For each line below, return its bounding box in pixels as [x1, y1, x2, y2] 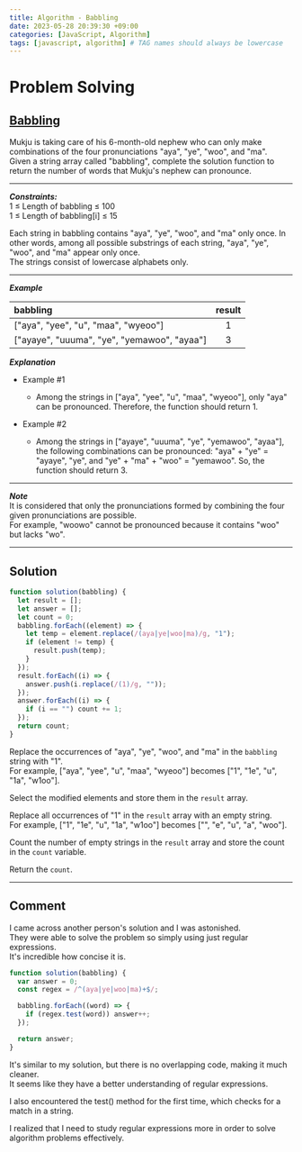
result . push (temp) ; [32, 646, 106, 656]
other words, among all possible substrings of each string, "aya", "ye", [9, 238, 270, 249]
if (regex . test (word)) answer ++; [25, 1010, 151, 1019]
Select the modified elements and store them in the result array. [9, 792, 249, 803]
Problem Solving [9, 77, 136, 97]
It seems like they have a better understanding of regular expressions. [9, 1078, 269, 1089]
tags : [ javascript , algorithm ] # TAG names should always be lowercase [9, 38, 283, 48]
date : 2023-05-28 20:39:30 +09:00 [9, 22, 139, 31]
